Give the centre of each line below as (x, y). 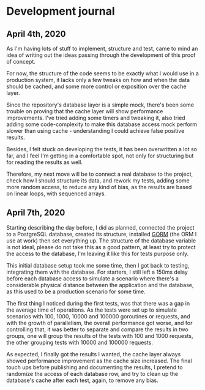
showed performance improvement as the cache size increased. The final (99, 361)
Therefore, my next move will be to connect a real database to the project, (100, 174)
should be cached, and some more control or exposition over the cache (96, 86)
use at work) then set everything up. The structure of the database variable (101, 241)
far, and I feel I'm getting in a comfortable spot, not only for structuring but (100, 156)
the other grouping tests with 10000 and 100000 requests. (80, 342)
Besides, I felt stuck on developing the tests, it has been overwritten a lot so (102, 149)
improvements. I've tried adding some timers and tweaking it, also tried (96, 118)
